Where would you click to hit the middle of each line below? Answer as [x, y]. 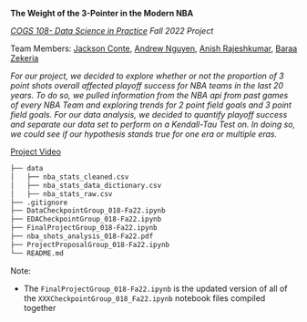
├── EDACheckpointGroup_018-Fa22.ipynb [86, 219]
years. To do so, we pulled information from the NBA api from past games [149, 95]
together [40, 307]
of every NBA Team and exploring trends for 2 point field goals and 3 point [151, 105]
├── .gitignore [39, 203]
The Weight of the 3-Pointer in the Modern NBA [102, 13]
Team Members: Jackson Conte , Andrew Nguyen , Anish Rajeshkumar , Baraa [154, 48]
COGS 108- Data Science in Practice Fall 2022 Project [112, 31]
